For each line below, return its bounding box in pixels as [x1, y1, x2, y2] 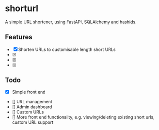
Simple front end [12, 89, 46, 95]
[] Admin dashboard [12, 104, 52, 110]
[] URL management [12, 98, 52, 104]
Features [5, 33, 32, 41]
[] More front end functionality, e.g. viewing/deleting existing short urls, [12, 114, 155, 120]
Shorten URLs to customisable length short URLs [18, 47, 116, 52]
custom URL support [12, 119, 54, 125]
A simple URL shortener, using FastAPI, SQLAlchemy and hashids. [5, 19, 137, 25]
